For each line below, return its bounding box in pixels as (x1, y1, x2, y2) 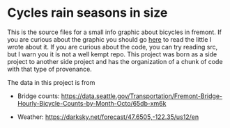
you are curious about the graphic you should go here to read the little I (7, 35, 212, 43)
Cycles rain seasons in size (7, 5, 168, 21)
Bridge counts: (17, 92, 60, 100)
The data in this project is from (7, 78, 95, 86)
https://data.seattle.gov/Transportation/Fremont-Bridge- (61, 92, 223, 100)
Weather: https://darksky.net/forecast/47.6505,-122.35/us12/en (17, 113, 199, 121)
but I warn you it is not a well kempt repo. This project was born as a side (7, 50, 217, 58)
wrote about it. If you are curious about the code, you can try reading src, (7, 42, 218, 51)
